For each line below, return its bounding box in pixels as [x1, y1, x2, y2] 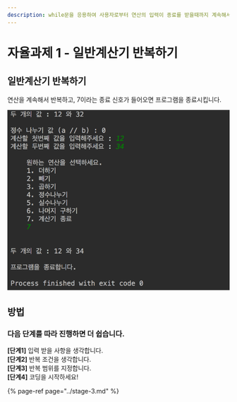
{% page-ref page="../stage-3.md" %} [7, 386, 120, 395]
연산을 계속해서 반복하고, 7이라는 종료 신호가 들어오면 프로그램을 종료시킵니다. [7, 95, 222, 104]
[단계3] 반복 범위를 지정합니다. [7, 364, 92, 372]
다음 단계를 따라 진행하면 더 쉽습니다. [7, 329, 125, 338]
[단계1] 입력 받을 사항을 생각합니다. [7, 346, 104, 355]
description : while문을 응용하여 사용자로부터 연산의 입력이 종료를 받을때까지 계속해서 [7, 11, 231, 18]
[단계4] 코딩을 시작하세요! [7, 372, 79, 381]
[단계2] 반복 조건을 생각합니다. [7, 355, 92, 363]
